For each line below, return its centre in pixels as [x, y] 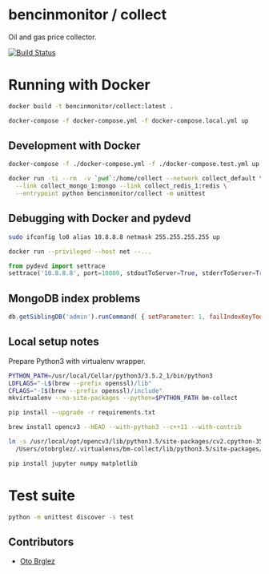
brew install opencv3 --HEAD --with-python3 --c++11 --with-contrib [125, 427]
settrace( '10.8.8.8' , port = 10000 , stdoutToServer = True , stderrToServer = [132, 273]
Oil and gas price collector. [52, 37]
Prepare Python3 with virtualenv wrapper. [77, 361]
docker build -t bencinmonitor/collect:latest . [91, 106]
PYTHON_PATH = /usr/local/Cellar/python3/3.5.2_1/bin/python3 [111, 376]
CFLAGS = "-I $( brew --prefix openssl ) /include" [85, 390]
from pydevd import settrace [57, 266]
